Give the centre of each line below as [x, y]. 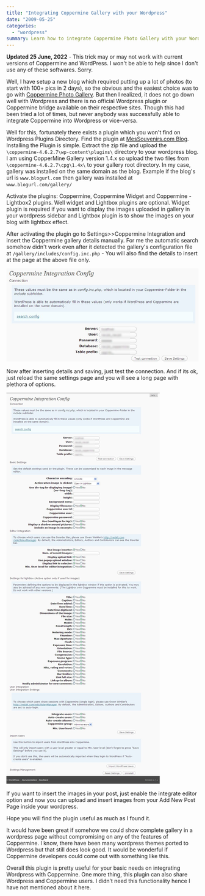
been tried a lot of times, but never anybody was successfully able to [93, 114]
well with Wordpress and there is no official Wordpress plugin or [87, 101]
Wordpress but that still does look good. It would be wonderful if [87, 850]
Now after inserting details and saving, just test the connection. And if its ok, [102, 371]
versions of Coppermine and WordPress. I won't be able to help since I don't [102, 64]
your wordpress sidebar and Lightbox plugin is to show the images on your [100, 216]
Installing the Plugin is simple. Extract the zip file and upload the [87, 145]
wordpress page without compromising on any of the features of [88, 836]
